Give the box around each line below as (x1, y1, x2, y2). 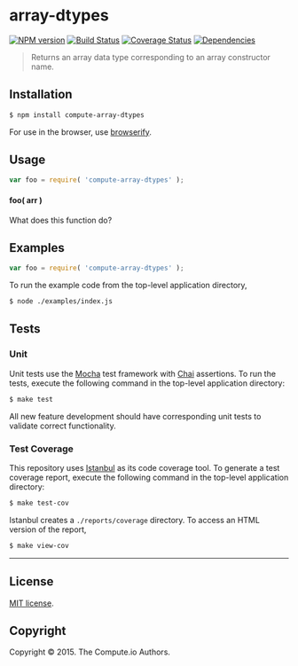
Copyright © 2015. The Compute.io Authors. (9, 646, 171, 657)
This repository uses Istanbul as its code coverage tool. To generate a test (9, 462, 280, 473)
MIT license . (9, 598, 55, 608)
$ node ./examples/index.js (9, 297, 114, 306)
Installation (9, 87, 73, 102)
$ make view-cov (9, 541, 69, 550)
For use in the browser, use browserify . (9, 126, 153, 137)
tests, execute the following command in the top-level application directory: (9, 378, 286, 388)
